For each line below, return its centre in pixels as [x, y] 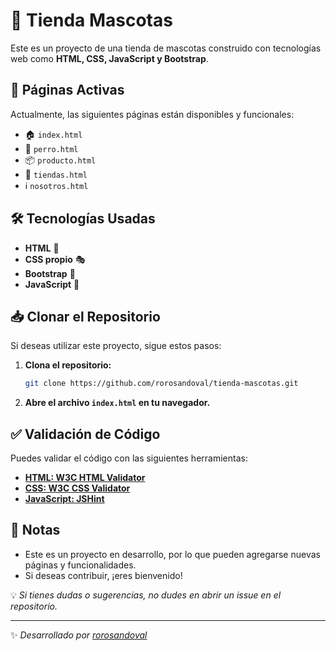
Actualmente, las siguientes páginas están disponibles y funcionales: [152, 114]
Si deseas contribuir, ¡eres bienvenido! [103, 575]
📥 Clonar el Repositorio [85, 316]
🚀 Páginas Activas [67, 90]
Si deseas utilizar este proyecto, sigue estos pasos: [116, 346]
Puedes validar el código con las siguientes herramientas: [129, 458]
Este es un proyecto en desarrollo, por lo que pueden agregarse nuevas [172, 554]
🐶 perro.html [51, 148]
